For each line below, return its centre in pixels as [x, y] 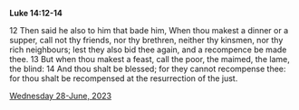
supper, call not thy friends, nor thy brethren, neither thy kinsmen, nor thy [146, 40]
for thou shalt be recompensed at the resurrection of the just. [124, 78]
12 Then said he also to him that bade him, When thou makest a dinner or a [149, 30]
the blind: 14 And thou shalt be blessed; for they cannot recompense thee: [148, 69]
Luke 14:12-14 [36, 13]
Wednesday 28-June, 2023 [60, 96]
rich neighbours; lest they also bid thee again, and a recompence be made [148, 50]
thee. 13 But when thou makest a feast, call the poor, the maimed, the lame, [149, 59]
